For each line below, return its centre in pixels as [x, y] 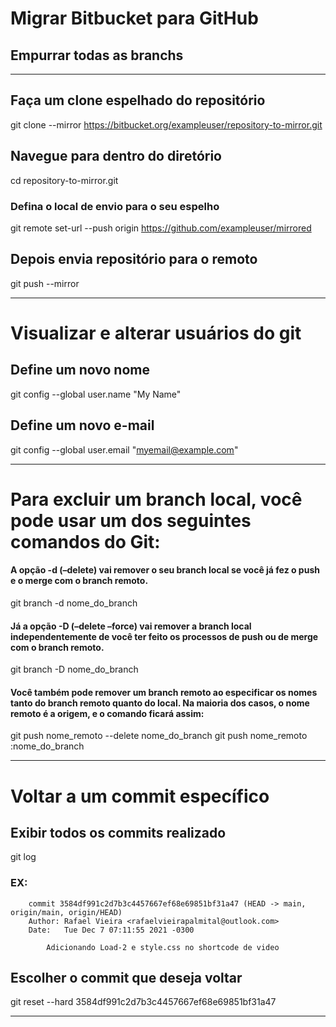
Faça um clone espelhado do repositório [138, 100]
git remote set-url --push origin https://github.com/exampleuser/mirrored [161, 228]
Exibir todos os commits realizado [118, 832]
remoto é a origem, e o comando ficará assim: [107, 713]
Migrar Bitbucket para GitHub [134, 18]
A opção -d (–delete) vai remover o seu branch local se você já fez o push [165, 570]
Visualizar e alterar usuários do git [156, 333]
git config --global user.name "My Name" [96, 394]
